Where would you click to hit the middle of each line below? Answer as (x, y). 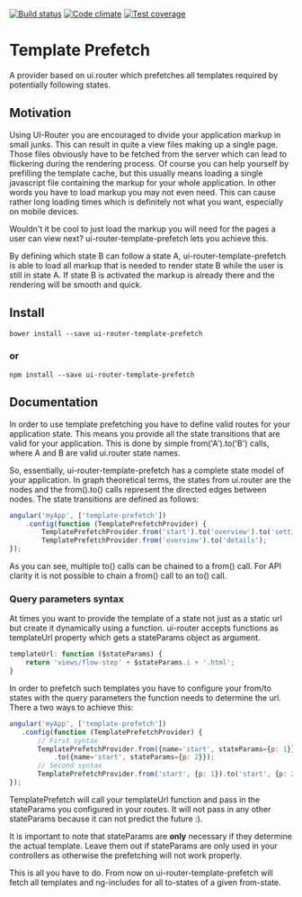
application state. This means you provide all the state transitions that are (145, 433)
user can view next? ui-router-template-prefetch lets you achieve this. (139, 238)
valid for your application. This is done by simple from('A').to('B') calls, (139, 443)
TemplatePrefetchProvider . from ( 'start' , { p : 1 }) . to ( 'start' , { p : (162, 775)
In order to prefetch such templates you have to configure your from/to (141, 688)
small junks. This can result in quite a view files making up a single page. (144, 144)
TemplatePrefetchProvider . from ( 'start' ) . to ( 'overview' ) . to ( (156, 532)
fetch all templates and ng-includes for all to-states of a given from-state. (145, 882)
